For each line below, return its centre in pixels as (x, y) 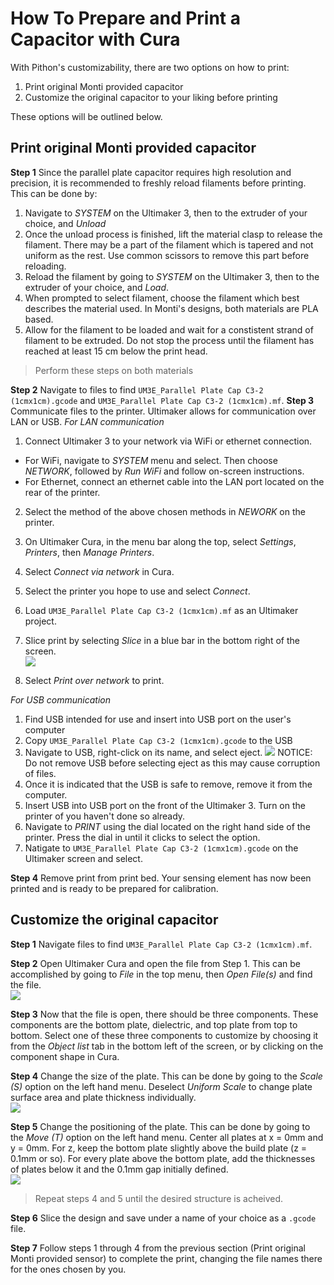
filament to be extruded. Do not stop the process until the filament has (169, 340)
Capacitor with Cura (95, 39)
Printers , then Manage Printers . (89, 552)
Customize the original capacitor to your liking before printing (151, 97)
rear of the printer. (62, 492)
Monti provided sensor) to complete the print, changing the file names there (166, 1258)
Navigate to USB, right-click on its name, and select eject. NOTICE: (168, 752)
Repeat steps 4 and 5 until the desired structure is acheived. (159, 1198)
